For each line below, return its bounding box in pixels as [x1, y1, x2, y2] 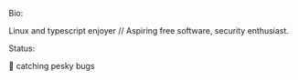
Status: [8, 43, 36, 54]
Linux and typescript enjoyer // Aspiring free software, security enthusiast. [8, 25, 290, 35]
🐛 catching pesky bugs [8, 61, 95, 71]
